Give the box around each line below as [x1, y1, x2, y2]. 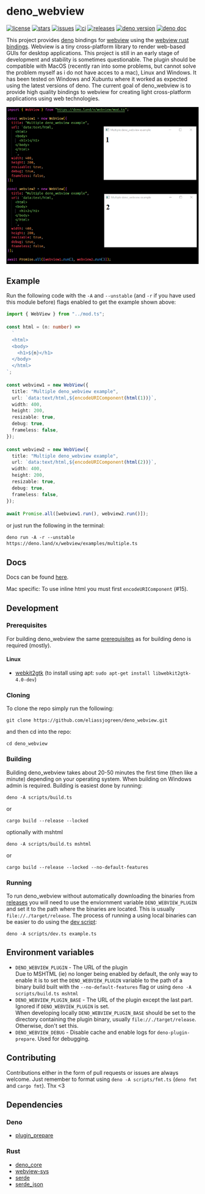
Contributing [6, 1053, 56, 1063]
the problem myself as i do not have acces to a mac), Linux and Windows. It [6, 68, 197, 76]
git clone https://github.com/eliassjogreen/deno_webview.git [6, 717, 168, 723]
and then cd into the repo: [6, 728, 71, 736]
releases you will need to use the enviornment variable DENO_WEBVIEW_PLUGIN [6, 898, 197, 906]
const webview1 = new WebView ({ [6, 382, 88, 388]
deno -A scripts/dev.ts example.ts [6, 931, 97, 937]
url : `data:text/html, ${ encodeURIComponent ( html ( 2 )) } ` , [12, 460, 157, 466]
